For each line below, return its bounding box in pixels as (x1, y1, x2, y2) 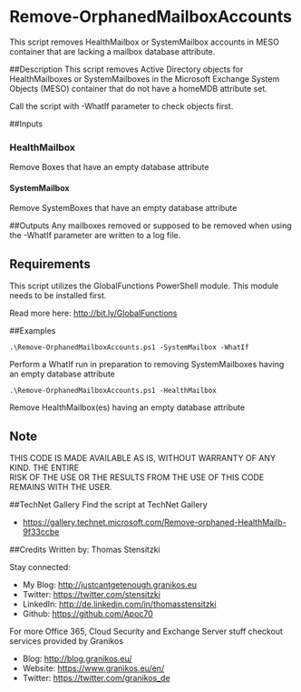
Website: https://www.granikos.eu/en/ (22, 663, 165, 674)
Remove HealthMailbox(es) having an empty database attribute (9, 402, 246, 413)
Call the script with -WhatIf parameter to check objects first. (9, 100, 234, 111)
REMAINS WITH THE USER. (9, 482, 112, 493)
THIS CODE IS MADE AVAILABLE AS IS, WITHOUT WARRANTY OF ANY (9, 453, 277, 464)
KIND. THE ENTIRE (9, 462, 80, 474)
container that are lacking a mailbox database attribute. (9, 45, 216, 56)
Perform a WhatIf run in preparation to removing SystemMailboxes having (9, 359, 285, 370)
